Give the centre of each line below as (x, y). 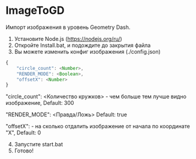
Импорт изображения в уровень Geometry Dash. (68, 27)
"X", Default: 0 (23, 132)
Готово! (24, 151)
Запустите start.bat (39, 145)
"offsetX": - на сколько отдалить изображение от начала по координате (98, 126)
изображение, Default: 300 (40, 103)
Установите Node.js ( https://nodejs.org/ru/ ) (68, 39)
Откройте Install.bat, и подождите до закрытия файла (82, 45)
